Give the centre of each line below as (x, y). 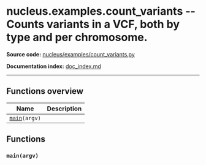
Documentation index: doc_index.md (54, 66)
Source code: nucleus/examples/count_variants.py (71, 54)
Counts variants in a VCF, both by (93, 24)
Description (64, 109)
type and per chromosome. (77, 37)
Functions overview (45, 91)
